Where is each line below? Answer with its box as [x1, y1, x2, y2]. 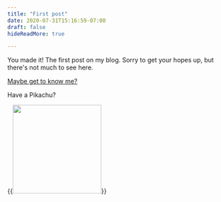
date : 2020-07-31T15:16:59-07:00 [7, 17, 106, 24]
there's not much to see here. [7, 63, 93, 72]
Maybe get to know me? [7, 77, 78, 86]
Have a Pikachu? [7, 91, 57, 99]
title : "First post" [7, 10, 69, 18]
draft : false [7, 23, 46, 30]
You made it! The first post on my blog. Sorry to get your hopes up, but [7, 56, 214, 64]
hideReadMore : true [7, 30, 65, 38]
